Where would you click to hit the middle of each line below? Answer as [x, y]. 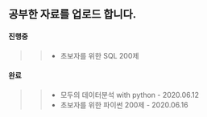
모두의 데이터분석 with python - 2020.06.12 [130, 95]
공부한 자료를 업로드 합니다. [72, 14]
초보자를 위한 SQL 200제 [99, 55]
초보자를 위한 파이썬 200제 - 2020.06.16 [124, 105]
